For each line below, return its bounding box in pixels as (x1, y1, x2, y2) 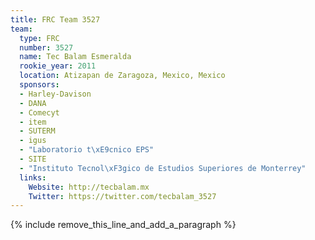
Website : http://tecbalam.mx (28, 182, 150, 192)
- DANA (19, 98, 47, 108)
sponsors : (19, 80, 60, 90)
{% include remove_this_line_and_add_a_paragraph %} (10, 219, 237, 231)
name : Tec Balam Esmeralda (19, 52, 132, 62)
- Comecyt (19, 107, 60, 118)
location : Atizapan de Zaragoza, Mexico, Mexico (19, 71, 226, 81)
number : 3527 (19, 42, 74, 53)
